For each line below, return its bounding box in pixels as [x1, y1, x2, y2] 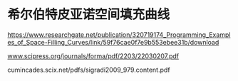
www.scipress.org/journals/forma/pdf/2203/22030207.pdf [7, 51, 180, 60]
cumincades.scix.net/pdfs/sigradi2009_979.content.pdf [7, 65, 170, 74]
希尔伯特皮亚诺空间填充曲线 [7, 6, 170, 23]
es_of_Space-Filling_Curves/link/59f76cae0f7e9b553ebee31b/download [7, 38, 219, 46]
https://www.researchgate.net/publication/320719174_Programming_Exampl [7, 30, 231, 39]
